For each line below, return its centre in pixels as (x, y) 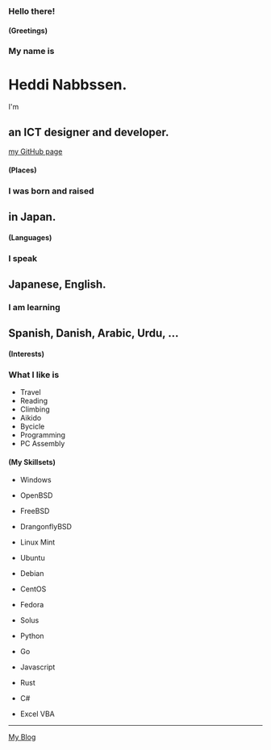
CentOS (33, 589)
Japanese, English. (57, 284)
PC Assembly (42, 444)
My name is (31, 52)
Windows (35, 480)
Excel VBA (37, 714)
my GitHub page (35, 151)
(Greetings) (28, 31)
